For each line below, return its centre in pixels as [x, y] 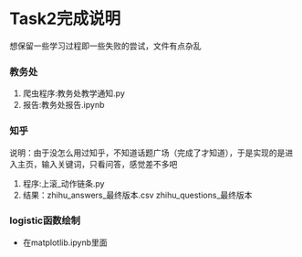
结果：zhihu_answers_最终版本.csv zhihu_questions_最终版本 [137, 195]
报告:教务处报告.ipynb [63, 105]
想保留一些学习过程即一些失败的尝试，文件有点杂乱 [105, 46]
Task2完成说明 [65, 19]
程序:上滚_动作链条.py [63, 183]
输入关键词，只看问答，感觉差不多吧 [109, 164]
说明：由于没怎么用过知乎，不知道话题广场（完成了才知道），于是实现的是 [147, 153]
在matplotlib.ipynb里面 [65, 242]
